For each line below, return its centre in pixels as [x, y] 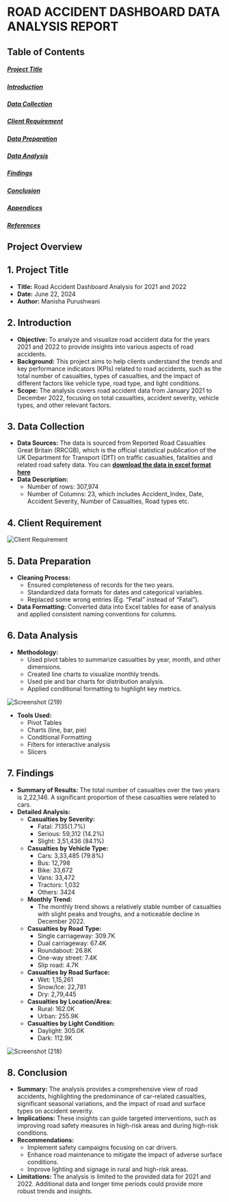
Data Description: [42, 479]
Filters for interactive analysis [69, 744]
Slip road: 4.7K [58, 964]
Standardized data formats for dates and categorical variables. [115, 592]
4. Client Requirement [55, 523]
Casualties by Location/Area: [69, 1001]
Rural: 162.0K [56, 1008]
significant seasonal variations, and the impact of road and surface [111, 1104]
